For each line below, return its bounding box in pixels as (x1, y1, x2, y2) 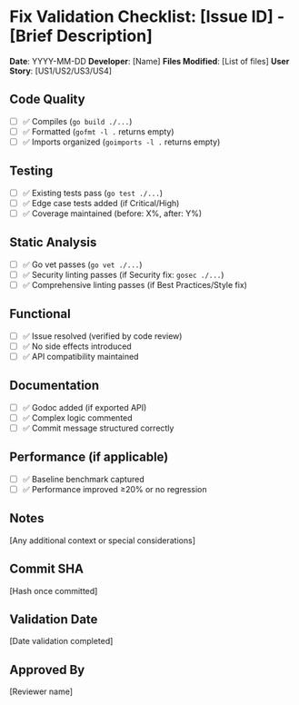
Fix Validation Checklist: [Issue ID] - (9, 6, 285, 27)
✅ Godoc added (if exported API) (22, 402, 147, 412)
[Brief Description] (9, 25, 153, 46)
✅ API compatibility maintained (22, 351, 139, 362)
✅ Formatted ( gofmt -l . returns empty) (22, 125, 174, 137)
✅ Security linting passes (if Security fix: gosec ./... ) (22, 269, 224, 280)
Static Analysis (9, 234, 97, 251)
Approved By (9, 661, 85, 678)
